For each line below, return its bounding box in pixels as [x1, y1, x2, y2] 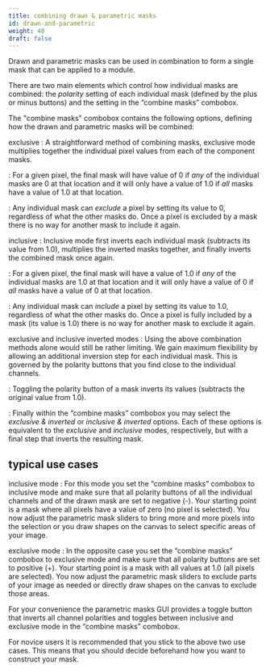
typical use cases [8, 457, 99, 471]
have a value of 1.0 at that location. [8, 187, 124, 198]
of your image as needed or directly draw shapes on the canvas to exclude [8, 580, 257, 590]
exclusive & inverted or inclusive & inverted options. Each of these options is [8, 417, 262, 427]
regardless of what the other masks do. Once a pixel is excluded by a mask [8, 211, 258, 222]
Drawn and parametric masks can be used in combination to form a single [8, 56, 254, 66]
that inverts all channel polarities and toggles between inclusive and [8, 613, 234, 623]
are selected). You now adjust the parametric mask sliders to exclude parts [8, 572, 257, 582]
